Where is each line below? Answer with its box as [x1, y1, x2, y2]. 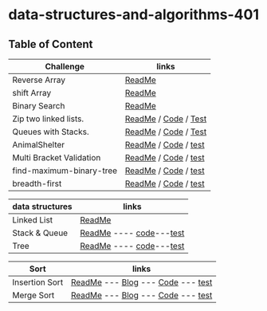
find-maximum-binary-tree [12, 165, 118, 176]
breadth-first [12, 178, 62, 189]
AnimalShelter [12, 140, 65, 150]
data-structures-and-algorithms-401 [8, 6, 259, 24]
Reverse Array [12, 74, 66, 85]
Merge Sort [12, 289, 55, 301]
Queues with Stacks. [12, 126, 89, 137]
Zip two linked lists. [12, 113, 84, 124]
